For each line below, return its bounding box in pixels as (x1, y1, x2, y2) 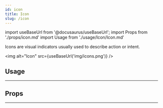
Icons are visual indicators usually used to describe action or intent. (5, 44, 140, 50)
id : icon (5, 7, 23, 12)
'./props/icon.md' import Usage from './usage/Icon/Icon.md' (5, 34, 125, 40)
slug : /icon (5, 16, 29, 21)
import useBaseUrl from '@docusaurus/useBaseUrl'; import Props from (5, 30, 148, 35)
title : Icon (5, 12, 29, 16)
